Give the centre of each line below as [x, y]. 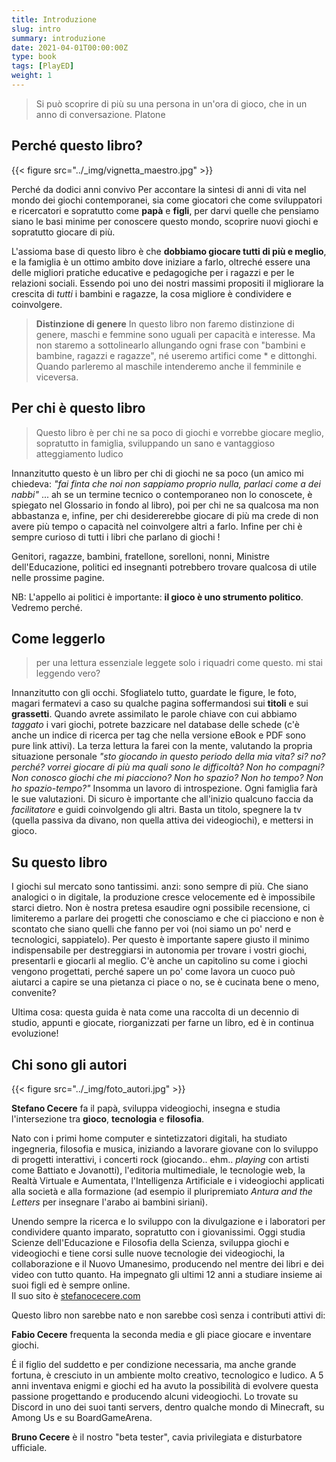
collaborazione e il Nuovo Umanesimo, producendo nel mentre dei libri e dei [167, 1263]
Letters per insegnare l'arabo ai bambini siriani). [110, 1202]
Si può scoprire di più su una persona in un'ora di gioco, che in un [171, 103]
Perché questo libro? [77, 146]
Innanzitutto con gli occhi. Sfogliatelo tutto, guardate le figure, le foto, [154, 693]
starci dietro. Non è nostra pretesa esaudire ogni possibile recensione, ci [161, 908]
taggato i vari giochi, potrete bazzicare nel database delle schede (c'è [155, 725]
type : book [34, 57]
